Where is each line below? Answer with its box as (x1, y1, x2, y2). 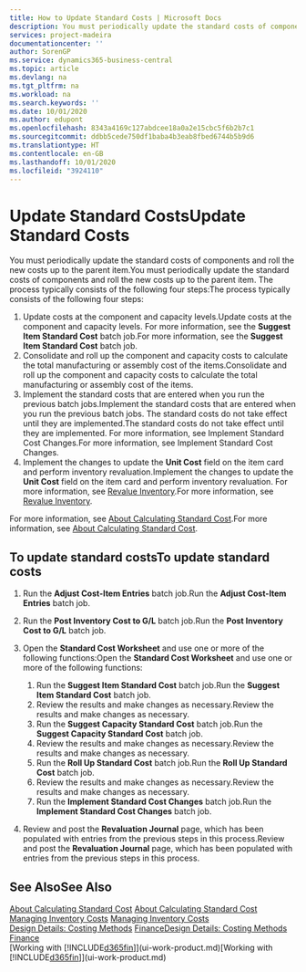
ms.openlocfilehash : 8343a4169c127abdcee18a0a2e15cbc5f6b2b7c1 (9, 124, 255, 133)
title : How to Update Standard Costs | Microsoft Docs (9, 13, 222, 23)
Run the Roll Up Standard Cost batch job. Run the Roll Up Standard (36, 758, 288, 768)
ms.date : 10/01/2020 (9, 107, 88, 116)
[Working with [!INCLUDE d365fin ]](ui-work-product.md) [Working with (9, 942, 273, 953)
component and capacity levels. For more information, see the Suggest (22, 321, 291, 332)
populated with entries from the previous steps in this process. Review (22, 833, 285, 844)
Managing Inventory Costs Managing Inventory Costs (9, 913, 209, 924)
